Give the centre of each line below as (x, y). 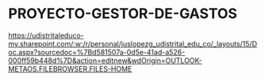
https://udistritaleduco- (46, 35)
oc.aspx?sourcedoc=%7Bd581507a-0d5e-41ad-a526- (97, 52)
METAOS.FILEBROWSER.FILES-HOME (70, 68)
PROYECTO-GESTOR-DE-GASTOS (123, 14)
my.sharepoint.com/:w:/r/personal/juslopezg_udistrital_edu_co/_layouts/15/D (133, 43)
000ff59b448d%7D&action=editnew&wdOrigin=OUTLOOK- (105, 61)
